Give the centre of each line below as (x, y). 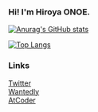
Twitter (20, 83)
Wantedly (24, 91)
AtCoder (22, 100)
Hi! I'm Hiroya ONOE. (49, 12)
